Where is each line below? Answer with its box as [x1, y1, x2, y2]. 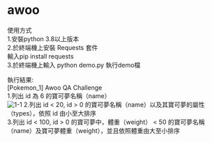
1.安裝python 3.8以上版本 [7, 34, 79, 43]
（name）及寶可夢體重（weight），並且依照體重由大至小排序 [7, 126, 180, 134]
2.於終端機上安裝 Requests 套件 [7, 43, 98, 52]
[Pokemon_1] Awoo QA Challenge [7, 83, 103, 92]
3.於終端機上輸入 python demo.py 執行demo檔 [7, 61, 141, 69]
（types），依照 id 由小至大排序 [7, 109, 96, 117]
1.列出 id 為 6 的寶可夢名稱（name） [7, 91, 111, 100]
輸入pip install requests [7, 52, 75, 61]
